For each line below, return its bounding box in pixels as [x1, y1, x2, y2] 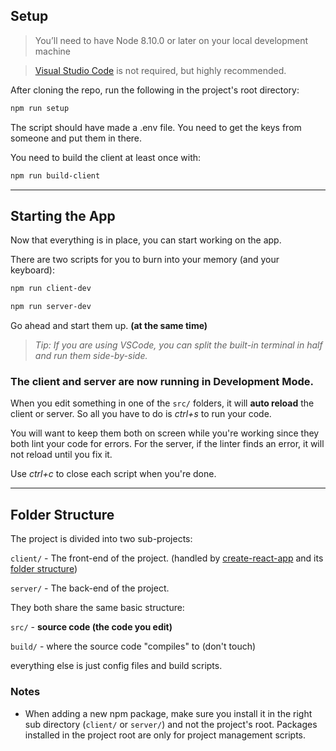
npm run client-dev [10, 284, 92, 294]
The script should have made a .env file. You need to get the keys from [10, 121, 302, 133]
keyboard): [10, 264, 55, 276]
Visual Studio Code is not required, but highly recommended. [34, 64, 287, 76]
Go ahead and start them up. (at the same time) [10, 320, 208, 332]
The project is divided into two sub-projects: [10, 533, 193, 545]
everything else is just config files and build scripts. [10, 660, 223, 672]
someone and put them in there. [10, 132, 143, 144]
